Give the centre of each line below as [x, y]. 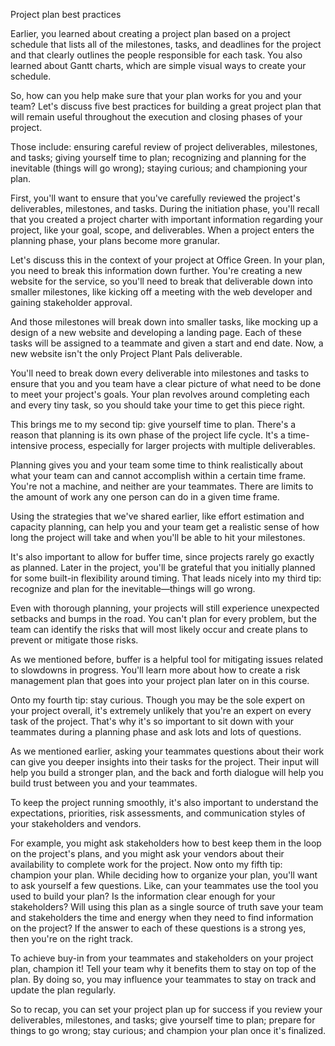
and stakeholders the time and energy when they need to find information [162, 917]
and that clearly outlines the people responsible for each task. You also [156, 55]
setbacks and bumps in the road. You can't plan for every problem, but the [164, 618]
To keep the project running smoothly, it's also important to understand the [164, 802]
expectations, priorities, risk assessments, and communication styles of [158, 813]
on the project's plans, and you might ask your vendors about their [147, 853]
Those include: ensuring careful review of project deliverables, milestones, [164, 147]
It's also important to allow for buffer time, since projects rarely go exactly [162, 557]
